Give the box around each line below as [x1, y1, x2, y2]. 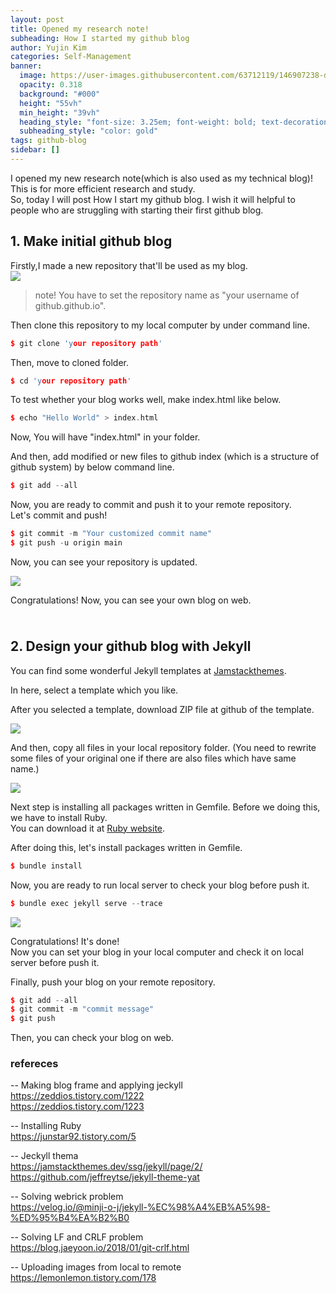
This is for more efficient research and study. [10, 182, 196, 195]
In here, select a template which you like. [10, 684, 179, 696]
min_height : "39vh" [19, 107, 101, 118]
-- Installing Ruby [10, 1120, 82, 1132]
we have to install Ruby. [10, 811, 108, 823]
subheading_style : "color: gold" [19, 126, 159, 136]
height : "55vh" [19, 98, 83, 108]
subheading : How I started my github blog [10, 33, 190, 43]
